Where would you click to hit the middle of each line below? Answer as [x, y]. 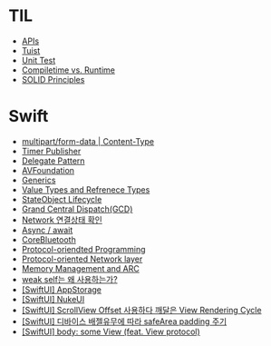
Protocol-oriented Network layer [82, 259]
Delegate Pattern [53, 161]
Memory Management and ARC [80, 268]
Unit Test [39, 60]
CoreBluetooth [48, 239]
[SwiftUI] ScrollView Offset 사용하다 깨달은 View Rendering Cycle [141, 310]
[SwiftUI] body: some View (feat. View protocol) [111, 331]
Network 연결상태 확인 [62, 220]
